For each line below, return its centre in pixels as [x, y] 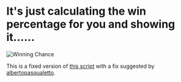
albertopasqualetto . [31, 72]
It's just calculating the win [76, 11]
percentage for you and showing [91, 24]
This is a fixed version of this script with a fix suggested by [80, 66]
